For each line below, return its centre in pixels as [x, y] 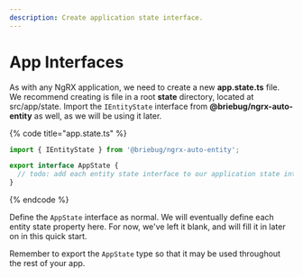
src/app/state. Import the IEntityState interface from [109, 106]
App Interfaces [67, 62]
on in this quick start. [48, 237]
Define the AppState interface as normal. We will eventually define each [142, 218]
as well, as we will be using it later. [98, 116]
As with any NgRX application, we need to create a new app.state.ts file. [145, 87]
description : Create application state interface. [106, 18]
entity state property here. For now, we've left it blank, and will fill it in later [147, 227]
